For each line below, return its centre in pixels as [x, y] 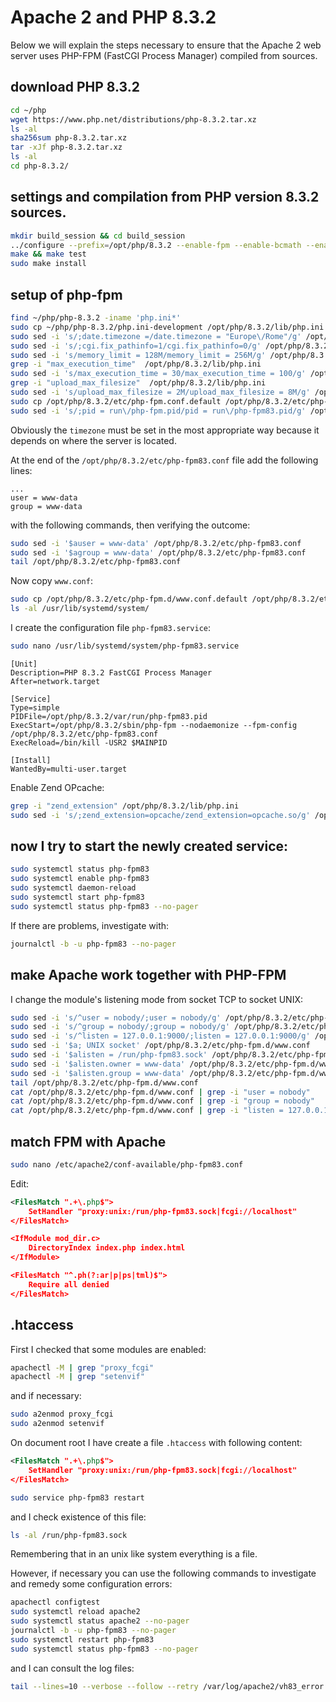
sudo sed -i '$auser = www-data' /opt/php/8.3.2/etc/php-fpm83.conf [156, 543]
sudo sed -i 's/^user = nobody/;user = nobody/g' [116, 1017]
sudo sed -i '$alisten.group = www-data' [98, 1073]
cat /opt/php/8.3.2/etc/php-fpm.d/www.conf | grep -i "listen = [147, 1111]
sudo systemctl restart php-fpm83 [82, 1639]
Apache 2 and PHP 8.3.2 [113, 17]
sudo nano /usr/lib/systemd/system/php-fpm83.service [125, 646]
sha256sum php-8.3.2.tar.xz [69, 138]
